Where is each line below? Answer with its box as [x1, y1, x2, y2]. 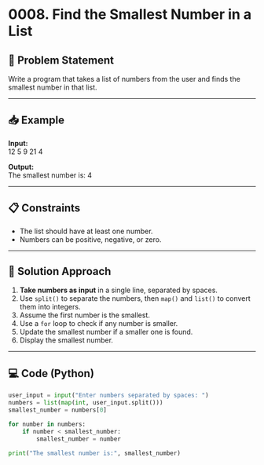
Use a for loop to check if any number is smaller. [19, 319, 178, 328]
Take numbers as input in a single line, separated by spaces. [19, 285, 218, 295]
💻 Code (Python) [8, 367, 94, 380]
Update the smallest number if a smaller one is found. [19, 328, 193, 337]
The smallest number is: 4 [8, 170, 93, 180]
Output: [8, 162, 34, 171]
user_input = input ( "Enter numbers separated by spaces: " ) [8, 391, 210, 400]
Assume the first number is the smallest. [19, 310, 151, 320]
